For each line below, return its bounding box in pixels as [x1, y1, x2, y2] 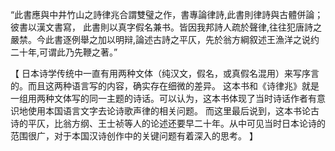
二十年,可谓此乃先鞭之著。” [10, 46, 118, 58]
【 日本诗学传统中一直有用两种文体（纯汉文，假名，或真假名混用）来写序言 [10, 68, 320, 79]
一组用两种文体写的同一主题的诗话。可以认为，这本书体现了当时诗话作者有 [10, 93, 317, 104]
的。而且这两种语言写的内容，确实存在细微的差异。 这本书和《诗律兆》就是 [10, 80, 320, 92]
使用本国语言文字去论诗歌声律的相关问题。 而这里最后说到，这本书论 [27, 105, 311, 117]
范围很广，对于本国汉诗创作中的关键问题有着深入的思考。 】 [10, 130, 258, 142]
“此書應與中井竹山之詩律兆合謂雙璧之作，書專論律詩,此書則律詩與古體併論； [10, 9, 324, 20]
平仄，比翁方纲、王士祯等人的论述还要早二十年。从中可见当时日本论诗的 [27, 118, 326, 129]
